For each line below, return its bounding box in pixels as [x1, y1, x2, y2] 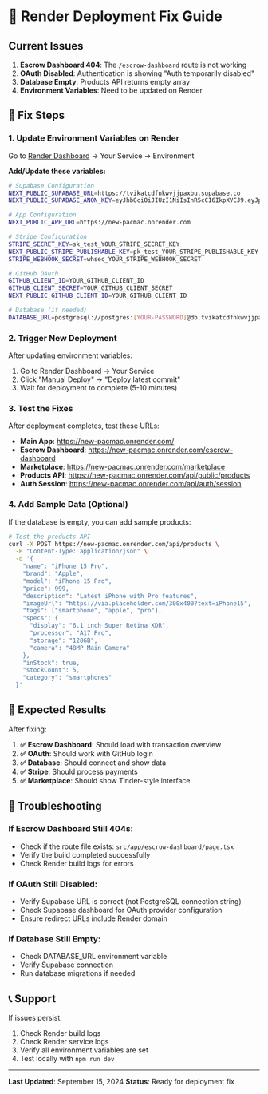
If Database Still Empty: [8, 933, 101, 945]
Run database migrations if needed [19, 969, 136, 978]
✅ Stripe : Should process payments [19, 767, 138, 776]
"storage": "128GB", [29, 636, 98, 644]
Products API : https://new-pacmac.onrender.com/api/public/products [19, 470, 250, 480]
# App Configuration [8, 211, 77, 219]
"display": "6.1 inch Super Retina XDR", [29, 622, 170, 630]
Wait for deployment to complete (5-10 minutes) [19, 383, 178, 393]
